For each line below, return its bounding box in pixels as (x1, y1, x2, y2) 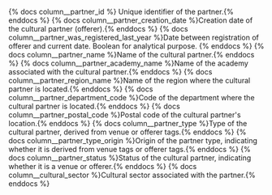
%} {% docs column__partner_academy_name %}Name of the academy (8, 58, 249, 68)
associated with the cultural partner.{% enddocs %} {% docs (8, 67, 213, 76)
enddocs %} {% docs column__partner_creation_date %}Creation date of (8, 15, 253, 25)
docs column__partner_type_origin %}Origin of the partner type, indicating (8, 136, 258, 145)
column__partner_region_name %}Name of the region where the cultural (8, 76, 251, 85)
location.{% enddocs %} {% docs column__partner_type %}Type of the (8, 119, 248, 128)
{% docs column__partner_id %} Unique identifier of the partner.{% (8, 7, 234, 16)
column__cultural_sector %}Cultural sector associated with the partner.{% (8, 170, 256, 180)
